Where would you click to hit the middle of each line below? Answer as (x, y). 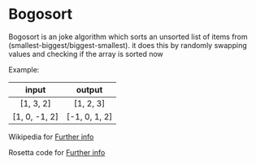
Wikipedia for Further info (51, 137)
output (89, 89)
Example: (24, 69)
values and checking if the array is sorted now (86, 54)
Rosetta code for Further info (57, 152)
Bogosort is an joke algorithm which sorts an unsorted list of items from (128, 37)
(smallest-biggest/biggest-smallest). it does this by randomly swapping (128, 45)
